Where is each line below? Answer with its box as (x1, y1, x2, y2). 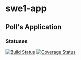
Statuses (5, 38, 28, 45)
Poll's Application (5, 23, 62, 31)
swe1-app (5, 3, 47, 14)
